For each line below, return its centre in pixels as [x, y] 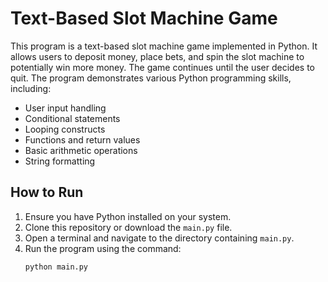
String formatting [60, 161]
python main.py [56, 267]
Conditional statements [72, 118]
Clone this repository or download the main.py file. [128, 227]
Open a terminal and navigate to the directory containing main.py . [159, 238]
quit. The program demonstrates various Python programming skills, [151, 78]
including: [31, 88]
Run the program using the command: [103, 248]
